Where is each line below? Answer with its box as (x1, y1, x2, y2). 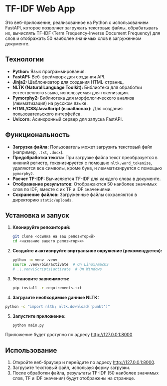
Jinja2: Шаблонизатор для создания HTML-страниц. (12, 79, 124, 85)
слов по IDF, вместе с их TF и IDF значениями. (12, 186, 112, 192)
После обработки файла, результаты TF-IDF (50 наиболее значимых (12, 370, 159, 376)
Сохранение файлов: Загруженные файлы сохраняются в (12, 192, 137, 197)
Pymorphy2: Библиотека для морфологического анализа (12, 95, 135, 101)
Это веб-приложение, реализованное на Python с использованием (5, 19, 149, 25)
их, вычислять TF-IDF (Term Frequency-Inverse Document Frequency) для (5, 30, 161, 36)
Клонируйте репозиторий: (12, 224, 71, 230)
